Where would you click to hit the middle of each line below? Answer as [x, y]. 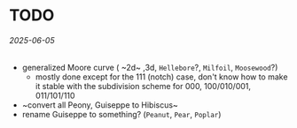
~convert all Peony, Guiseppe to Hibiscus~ [100, 105]
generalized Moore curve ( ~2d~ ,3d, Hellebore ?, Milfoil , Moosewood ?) [150, 68]
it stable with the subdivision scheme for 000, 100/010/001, [143, 87]
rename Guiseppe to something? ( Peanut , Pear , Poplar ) [121, 115]
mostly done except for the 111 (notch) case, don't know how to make [161, 77]
